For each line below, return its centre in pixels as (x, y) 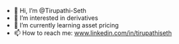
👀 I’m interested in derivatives (56, 18)
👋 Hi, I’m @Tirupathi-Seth (50, 11)
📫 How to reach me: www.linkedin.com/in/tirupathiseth (93, 33)
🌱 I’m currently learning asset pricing (66, 25)
